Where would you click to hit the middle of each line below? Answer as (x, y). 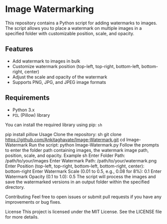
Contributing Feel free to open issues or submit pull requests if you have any (83, 197)
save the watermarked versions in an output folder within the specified (78, 182)
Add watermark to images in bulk (46, 61)
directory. (15, 187)
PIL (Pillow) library (31, 115)
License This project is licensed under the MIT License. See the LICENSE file (83, 212)
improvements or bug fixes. (33, 202)
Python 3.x (23, 110)
